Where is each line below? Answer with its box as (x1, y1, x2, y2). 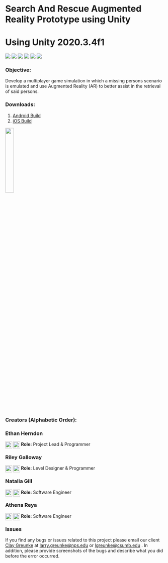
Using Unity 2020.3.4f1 (5, 37, 105, 48)
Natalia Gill (5, 478, 33, 485)
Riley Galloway (5, 454, 42, 461)
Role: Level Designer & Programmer (21, 465, 96, 471)
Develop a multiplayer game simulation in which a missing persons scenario (5, 78, 162, 84)
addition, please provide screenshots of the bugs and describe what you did (5, 548, 163, 554)
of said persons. (5, 88, 39, 94)
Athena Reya (5, 502, 37, 509)
